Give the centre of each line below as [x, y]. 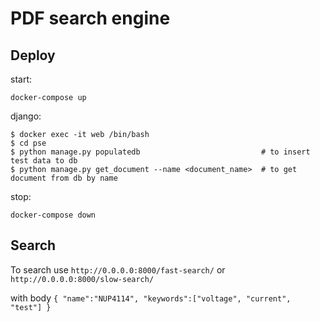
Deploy [33, 55]
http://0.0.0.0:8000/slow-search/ [82, 279]
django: [26, 116]
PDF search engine [90, 18]
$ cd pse [28, 143]
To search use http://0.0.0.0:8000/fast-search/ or [118, 269]
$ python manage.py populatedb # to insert [160, 152]
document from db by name [64, 178]
